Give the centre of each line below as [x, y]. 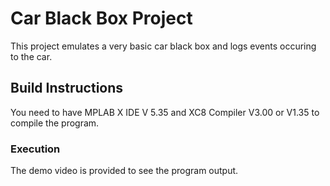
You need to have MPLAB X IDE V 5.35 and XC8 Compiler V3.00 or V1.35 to [165, 112]
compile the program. [55, 123]
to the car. [31, 56]
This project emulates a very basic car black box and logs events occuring [163, 46]
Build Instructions [67, 88]
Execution [35, 149]
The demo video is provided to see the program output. [124, 171]
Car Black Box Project [101, 18]
